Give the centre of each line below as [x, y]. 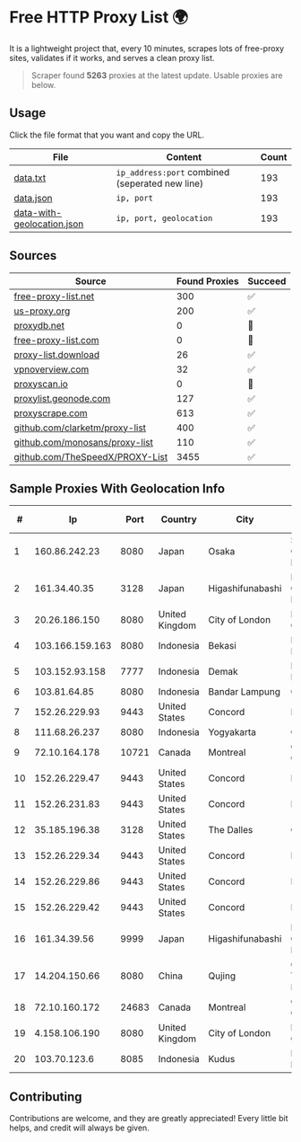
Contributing [46, 1097]
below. [43, 84]
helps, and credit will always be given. [79, 1128]
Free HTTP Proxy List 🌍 [99, 18]
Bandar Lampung [244, 692]
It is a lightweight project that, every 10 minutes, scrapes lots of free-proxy [147, 48]
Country [179, 519]
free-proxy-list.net [54, 296]
